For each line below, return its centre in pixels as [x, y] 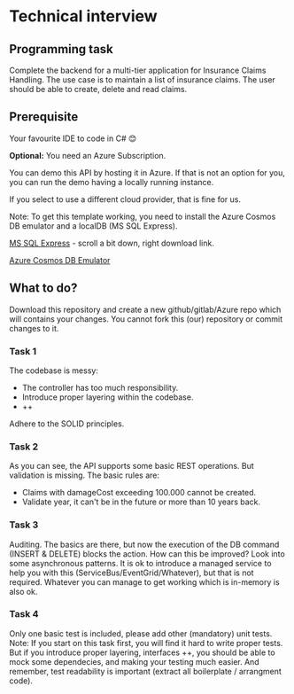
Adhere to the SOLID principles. [67, 424]
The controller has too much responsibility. [100, 387]
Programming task [61, 49]
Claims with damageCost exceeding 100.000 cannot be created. [139, 493]
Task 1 [23, 351]
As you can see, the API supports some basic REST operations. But [132, 466]
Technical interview [83, 16]
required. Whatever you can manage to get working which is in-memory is [145, 581]
